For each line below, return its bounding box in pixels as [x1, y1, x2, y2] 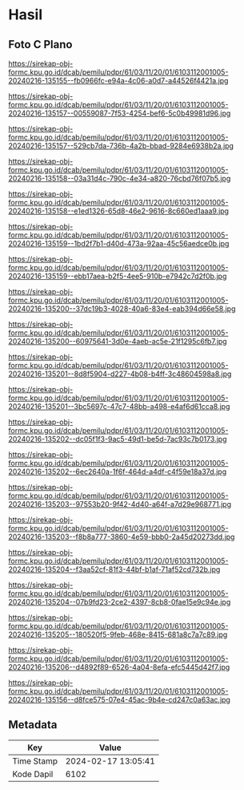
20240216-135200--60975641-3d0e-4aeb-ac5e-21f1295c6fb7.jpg [8, 337, 227, 346]
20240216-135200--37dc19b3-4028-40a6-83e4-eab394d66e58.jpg [8, 304, 236, 314]
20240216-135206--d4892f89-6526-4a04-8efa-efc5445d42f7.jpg [8, 662, 230, 671]
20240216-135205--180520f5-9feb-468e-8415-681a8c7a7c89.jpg [8, 630, 228, 639]
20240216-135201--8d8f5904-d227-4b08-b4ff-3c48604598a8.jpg [8, 369, 232, 379]
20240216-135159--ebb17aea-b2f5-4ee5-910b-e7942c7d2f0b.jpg [8, 271, 227, 281]
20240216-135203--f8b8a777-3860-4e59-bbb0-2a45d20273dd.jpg [8, 532, 235, 541]
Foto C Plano [8, 38, 73, 51]
